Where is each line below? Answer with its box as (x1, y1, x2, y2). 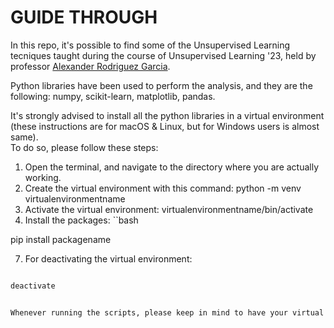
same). (10, 131, 39, 143)
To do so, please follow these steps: (10, 141, 159, 153)
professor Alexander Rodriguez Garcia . (10, 60, 171, 72)
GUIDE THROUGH (10, 6, 158, 29)
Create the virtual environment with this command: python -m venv (24, 182, 302, 194)
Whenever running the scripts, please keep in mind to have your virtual (10, 307, 325, 318)
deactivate (10, 281, 56, 291)
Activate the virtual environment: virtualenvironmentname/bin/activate (24, 203, 314, 215)
